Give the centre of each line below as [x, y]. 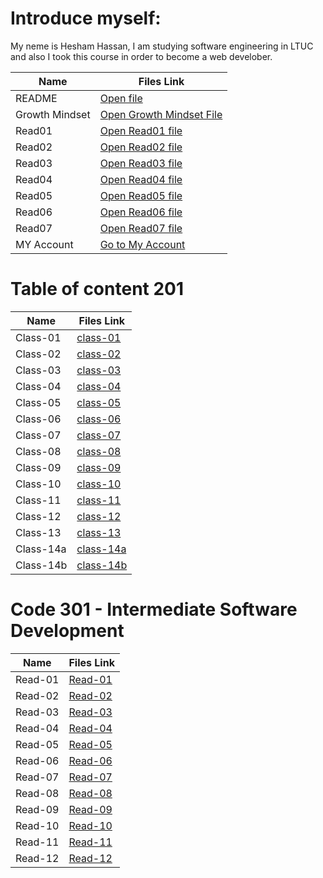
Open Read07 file [141, 228]
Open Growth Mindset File [161, 114]
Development [67, 631]
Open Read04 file [141, 179]
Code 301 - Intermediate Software [154, 609]
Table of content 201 [97, 289]
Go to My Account [142, 244]
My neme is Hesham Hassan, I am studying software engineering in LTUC [162, 46]
